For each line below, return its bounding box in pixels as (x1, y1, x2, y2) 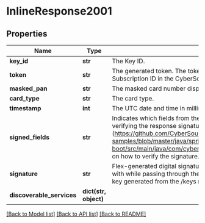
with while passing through (112, 169, 189, 178)
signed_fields (9, 133, 50, 141)
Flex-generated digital (112, 162, 177, 170)
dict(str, (82, 187, 106, 196)
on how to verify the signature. (112, 152, 200, 160)
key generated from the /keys (112, 177, 196, 185)
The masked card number (112, 84, 186, 93)
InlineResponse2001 (6, 4, 113, 18)
